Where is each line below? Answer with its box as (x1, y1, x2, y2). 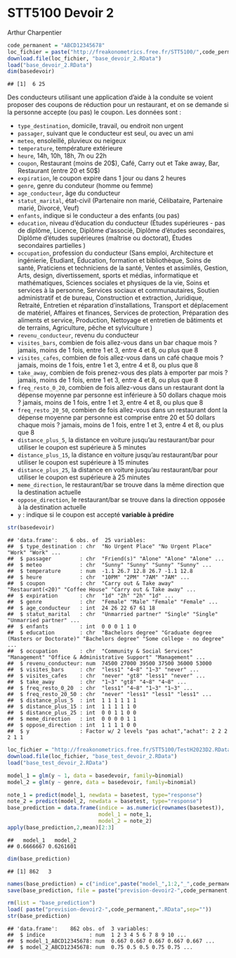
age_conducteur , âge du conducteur (17, 189, 121, 198)
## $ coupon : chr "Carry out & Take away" (7, 580, 174, 587)
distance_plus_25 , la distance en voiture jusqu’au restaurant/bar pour (17, 466, 218, 474)
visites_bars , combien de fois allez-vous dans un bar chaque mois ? (17, 339, 218, 347)
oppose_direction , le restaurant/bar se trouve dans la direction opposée (17, 496, 226, 504)
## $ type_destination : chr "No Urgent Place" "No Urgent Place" (7, 543, 212, 550)
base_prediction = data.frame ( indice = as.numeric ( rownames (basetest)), (7, 805, 225, 812)
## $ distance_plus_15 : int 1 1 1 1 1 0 (7, 703, 137, 710)
